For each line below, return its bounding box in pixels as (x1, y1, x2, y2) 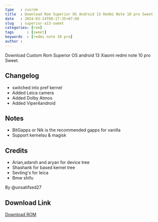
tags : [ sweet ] (5, 30, 47, 35)
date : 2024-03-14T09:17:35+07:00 (5, 16, 79, 21)
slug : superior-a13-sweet (5, 20, 64, 26)
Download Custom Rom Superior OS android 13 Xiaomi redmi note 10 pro (5, 52, 151, 58)
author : (5, 39, 23, 44)
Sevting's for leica (12, 170, 49, 176)
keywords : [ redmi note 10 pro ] (5, 35, 73, 40)
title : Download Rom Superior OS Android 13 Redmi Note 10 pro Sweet (5, 12, 153, 17)
